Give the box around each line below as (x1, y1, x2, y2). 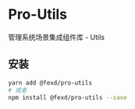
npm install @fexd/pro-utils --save (8, 93, 127, 101)
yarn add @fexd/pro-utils (8, 78, 92, 87)
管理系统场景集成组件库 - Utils (8, 32, 105, 42)
